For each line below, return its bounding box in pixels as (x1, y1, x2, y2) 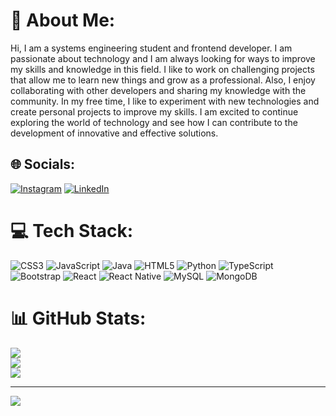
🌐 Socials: (10, 156, 76, 173)
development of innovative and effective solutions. (10, 127, 219, 139)
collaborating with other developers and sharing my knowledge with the (10, 84, 307, 96)
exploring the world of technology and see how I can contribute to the (10, 116, 298, 128)
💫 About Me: (10, 9, 116, 32)
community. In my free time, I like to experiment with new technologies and (10, 95, 320, 107)
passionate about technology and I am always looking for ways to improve (10, 52, 316, 64)
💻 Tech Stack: (10, 219, 134, 242)
